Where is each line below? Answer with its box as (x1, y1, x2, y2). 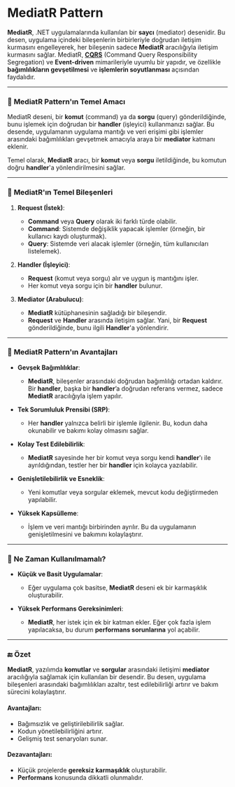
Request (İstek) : (17, 203, 65, 211)
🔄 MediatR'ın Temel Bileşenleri (7, 188, 113, 197)
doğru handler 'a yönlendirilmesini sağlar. (7, 163, 126, 172)
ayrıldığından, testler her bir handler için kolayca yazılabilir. (27, 461, 198, 469)
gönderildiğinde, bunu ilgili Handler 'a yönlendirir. (27, 323, 169, 332)
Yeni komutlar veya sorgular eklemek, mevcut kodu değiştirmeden (27, 488, 218, 496)
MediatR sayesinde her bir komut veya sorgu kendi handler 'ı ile (27, 453, 211, 461)
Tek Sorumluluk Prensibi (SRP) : (17, 405, 111, 414)
